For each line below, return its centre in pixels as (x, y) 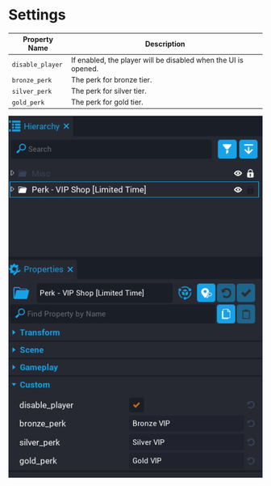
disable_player (37, 65)
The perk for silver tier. (109, 91)
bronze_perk (32, 80)
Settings (37, 15)
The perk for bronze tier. (112, 79)
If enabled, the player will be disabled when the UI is (157, 60)
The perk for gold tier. (107, 102)
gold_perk (28, 103)
